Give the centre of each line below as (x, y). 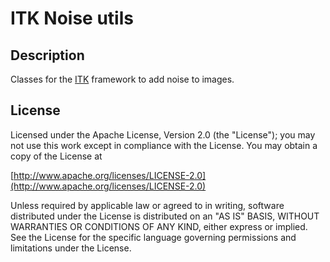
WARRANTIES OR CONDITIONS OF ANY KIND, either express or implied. (159, 226)
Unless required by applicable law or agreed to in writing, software (147, 205)
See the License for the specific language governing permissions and (153, 237)
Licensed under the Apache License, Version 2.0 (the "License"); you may (163, 134)
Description (47, 55)
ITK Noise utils (72, 18)
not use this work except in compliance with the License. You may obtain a (164, 145)
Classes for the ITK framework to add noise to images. (122, 79)
